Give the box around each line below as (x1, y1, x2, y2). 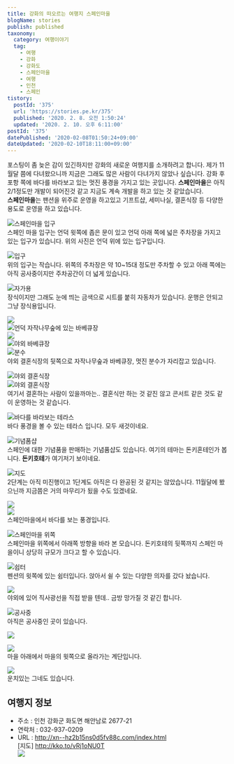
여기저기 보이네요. (52, 454, 101, 463)
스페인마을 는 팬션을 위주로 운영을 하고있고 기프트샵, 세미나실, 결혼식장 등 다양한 (7, 196, 224, 204)
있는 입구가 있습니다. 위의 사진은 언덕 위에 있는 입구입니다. (7, 237, 166, 245)
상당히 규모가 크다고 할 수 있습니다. (25, 548, 121, 557)
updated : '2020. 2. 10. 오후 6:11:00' (13, 121, 124, 128)
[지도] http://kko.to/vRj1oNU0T (17, 741, 105, 750)
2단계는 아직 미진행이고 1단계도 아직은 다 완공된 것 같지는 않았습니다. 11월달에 (7, 478, 218, 486)
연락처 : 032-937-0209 (17, 725, 84, 733)
